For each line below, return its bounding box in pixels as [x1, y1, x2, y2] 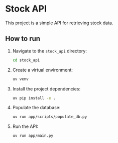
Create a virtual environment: [12, 67, 73, 73]
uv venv [12, 76, 29, 81]
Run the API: [12, 123, 39, 129]
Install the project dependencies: [12, 85, 81, 91]
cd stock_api [12, 58, 40, 63]
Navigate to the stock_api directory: [12, 47, 87, 54]
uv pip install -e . [12, 96, 56, 101]
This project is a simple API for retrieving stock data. [5, 20, 113, 26]
